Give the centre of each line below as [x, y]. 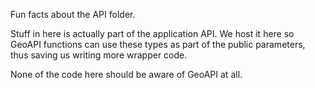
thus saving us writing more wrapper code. [99, 55]
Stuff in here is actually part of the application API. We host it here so [152, 33]
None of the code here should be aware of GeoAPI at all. [126, 74]
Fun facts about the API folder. [73, 14]
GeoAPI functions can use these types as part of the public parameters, [158, 44]
